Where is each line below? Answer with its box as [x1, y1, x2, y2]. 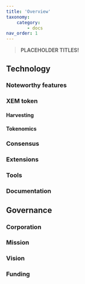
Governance [6, 205, 52, 215]
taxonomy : [6, 14, 30, 20]
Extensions [6, 155, 39, 163]
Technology [6, 64, 51, 73]
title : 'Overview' [6, 8, 51, 15]
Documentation [6, 187, 52, 195]
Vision [6, 254, 25, 262]
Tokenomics [6, 125, 37, 132]
